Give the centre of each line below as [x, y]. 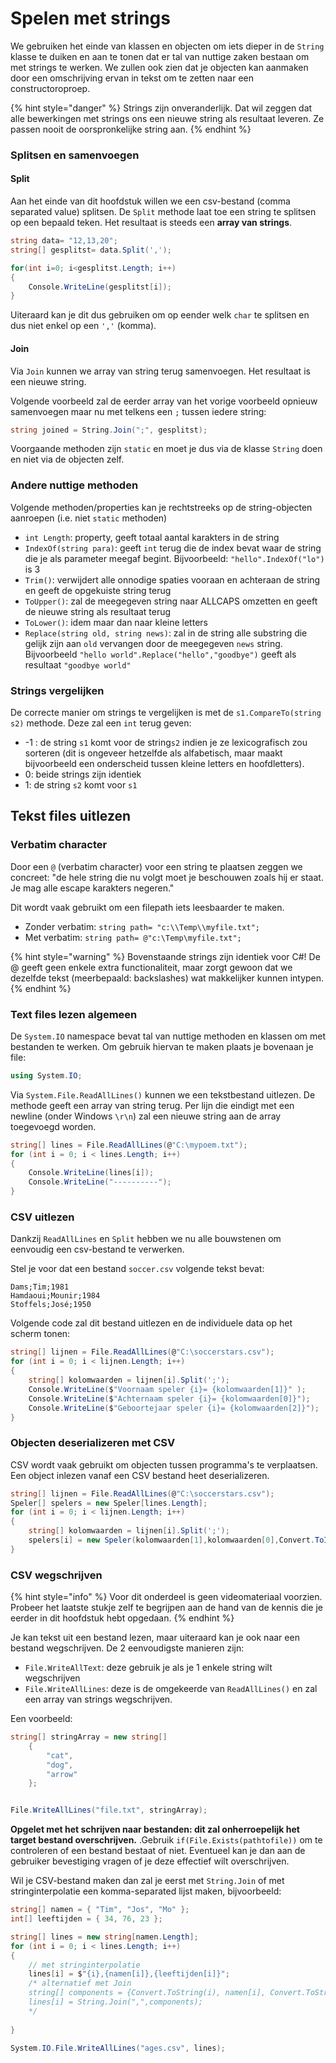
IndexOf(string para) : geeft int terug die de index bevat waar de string [173, 548]
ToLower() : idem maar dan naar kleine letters [116, 622]
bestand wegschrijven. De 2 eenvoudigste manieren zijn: [127, 1648]
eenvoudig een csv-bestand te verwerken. [97, 1249]
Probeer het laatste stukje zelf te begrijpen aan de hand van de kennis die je [167, 1608]
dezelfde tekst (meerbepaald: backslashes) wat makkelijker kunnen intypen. [167, 978]
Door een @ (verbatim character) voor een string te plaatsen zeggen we [156, 866]
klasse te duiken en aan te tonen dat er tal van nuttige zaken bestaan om [160, 56]
